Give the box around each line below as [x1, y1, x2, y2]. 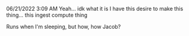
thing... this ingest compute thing [6, 11, 88, 19]
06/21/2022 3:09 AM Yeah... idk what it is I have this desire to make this [6, 5, 184, 12]
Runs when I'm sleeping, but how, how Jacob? [6, 23, 121, 30]
